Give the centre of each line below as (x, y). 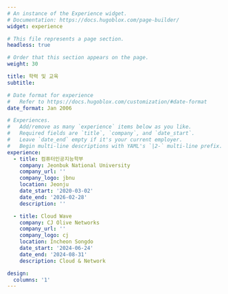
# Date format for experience (50, 95)
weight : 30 (23, 64)
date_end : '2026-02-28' (54, 197)
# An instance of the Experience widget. (67, 13)
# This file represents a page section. (66, 39)
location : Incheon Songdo (57, 242)
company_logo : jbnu (47, 178)
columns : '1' (32, 280)
